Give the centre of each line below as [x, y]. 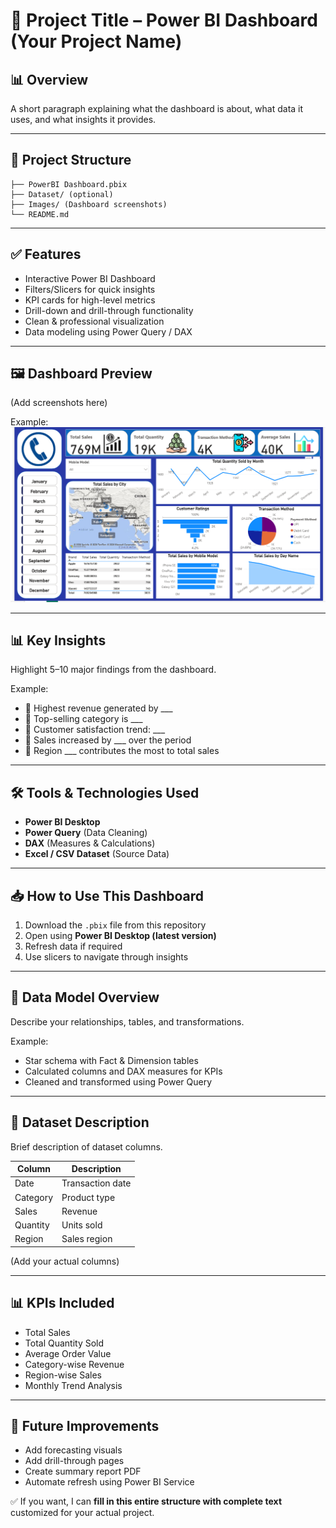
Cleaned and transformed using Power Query [118, 1081]
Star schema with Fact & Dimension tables [111, 1060]
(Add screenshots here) [59, 403]
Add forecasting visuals [73, 1450]
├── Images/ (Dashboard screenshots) [89, 204]
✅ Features [46, 254]
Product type [88, 1197]
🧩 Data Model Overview [85, 997]
